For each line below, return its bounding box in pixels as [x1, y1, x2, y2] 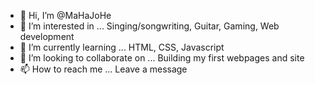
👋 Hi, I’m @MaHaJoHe [19, 10, 112, 21]
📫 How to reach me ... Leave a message [19, 63, 188, 75]
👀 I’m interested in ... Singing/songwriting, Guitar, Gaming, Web [19, 20, 280, 32]
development [19, 31, 75, 42]
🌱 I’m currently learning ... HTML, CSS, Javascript [19, 41, 225, 53]
